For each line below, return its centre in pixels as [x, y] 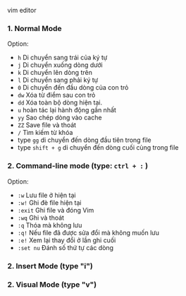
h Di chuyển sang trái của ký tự [62, 58]
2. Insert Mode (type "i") [50, 266]
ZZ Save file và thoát [46, 125]
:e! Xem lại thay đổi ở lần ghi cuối [67, 240]
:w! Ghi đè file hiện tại [49, 202]
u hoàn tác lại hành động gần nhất [67, 110]
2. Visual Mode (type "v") [52, 285]
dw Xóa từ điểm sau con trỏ [56, 95]
